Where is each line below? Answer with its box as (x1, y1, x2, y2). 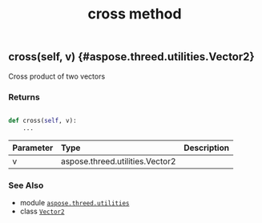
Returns (8, 91, 40, 103)
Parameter (12, 142, 54, 153)
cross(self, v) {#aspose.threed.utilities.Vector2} (8, 50, 255, 64)
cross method (87, 5, 182, 23)
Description (183, 142, 230, 153)
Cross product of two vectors (8, 71, 106, 81)
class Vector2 (19, 206, 65, 216)
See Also (8, 180, 44, 191)
